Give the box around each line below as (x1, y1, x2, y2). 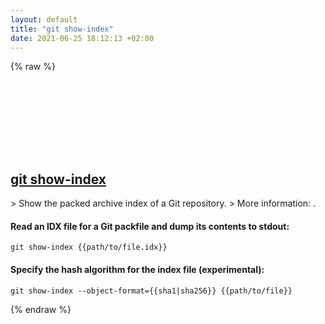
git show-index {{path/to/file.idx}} (10, 242, 168, 253)
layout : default (10, 14, 78, 25)
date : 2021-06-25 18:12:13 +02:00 (10, 33, 155, 43)
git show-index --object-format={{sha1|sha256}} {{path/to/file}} (10, 286, 293, 296)
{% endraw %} (10, 303, 72, 315)
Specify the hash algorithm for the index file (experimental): (10, 263, 265, 275)
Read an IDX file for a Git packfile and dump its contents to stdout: (10, 220, 290, 232)
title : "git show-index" (10, 24, 114, 34)
